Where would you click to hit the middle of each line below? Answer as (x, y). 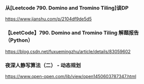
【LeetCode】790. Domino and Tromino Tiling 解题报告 (72, 33)
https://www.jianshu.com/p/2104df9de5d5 (48, 19)
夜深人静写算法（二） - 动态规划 (43, 65)
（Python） (19, 40)
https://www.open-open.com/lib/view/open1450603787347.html (71, 76)
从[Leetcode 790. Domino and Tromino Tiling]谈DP (67, 7)
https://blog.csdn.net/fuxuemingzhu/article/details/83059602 (68, 51)
